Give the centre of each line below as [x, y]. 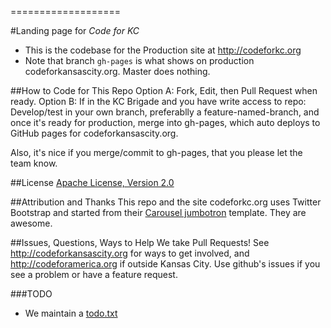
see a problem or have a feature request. [94, 274]
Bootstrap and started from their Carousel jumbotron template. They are [158, 212]
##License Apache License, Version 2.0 [92, 182]
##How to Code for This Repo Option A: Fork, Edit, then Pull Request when [164, 90]
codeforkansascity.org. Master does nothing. [117, 71]
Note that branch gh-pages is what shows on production [139, 60]
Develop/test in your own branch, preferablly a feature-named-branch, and [165, 112]
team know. [34, 163]
